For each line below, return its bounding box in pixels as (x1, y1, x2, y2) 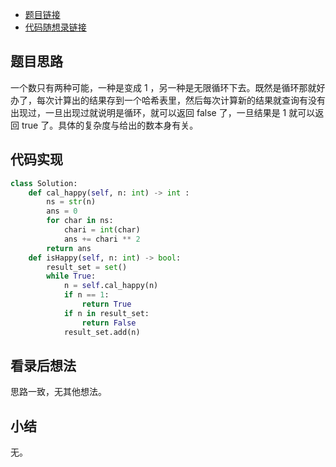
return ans (46, 243, 92, 253)
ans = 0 (46, 206, 78, 217)
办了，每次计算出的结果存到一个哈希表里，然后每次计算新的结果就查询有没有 (10, 94, 326, 106)
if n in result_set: (63, 308, 150, 318)
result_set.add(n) (63, 327, 141, 337)
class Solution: (10, 178, 78, 188)
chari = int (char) (63, 225, 141, 235)
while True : (46, 271, 97, 282)
